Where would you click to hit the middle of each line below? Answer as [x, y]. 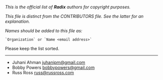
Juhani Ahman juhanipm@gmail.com [49, 62]
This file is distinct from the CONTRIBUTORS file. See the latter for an [74, 16]
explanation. [17, 21]
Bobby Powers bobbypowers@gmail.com [53, 67]
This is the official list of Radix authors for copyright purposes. [68, 7]
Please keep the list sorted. [32, 48]
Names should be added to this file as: [44, 31]
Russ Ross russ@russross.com [43, 73]
